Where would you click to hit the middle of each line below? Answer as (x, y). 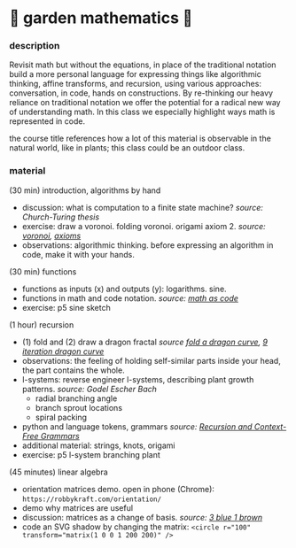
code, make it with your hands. (78, 254)
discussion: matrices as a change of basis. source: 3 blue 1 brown (142, 517)
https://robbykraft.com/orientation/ (92, 499)
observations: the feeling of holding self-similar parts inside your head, (151, 360)
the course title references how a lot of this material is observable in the (140, 139)
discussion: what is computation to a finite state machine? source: (142, 207)
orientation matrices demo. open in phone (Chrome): (118, 489)
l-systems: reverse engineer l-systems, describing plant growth (138, 379)
